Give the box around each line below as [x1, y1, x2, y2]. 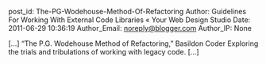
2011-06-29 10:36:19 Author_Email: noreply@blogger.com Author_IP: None [8, 24, 253, 32]
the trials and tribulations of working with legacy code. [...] [8, 47, 200, 56]
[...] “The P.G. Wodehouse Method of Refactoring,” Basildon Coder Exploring [8, 39, 259, 48]
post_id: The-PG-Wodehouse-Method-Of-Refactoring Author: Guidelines [8, 7, 247, 16]
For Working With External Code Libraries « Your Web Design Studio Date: [8, 15, 251, 24]
